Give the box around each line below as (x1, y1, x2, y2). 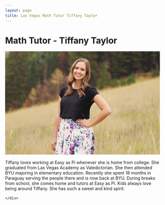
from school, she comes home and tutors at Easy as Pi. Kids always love (5, 180, 151, 186)
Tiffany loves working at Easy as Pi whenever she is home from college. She (5, 160, 160, 166)
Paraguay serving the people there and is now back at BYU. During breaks (5, 175, 156, 181)
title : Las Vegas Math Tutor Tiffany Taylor (5, 13, 98, 18)
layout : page (5, 8, 32, 13)
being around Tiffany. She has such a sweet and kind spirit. (5, 186, 125, 192)
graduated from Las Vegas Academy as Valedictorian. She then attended (5, 165, 153, 171)
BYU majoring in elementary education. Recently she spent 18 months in (5, 170, 151, 176)
